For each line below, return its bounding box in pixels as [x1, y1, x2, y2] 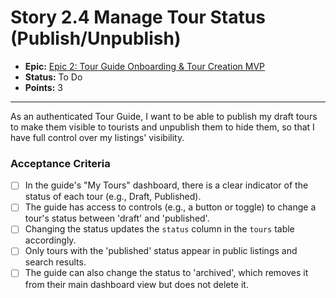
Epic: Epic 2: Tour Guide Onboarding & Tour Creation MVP [24, 60, 265, 72]
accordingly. [24, 234, 77, 246]
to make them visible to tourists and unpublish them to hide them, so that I [10, 121, 315, 133]
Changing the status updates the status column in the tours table [24, 223, 295, 235]
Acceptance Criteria [10, 156, 111, 170]
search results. [24, 256, 87, 268]
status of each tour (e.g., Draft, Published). [24, 191, 202, 203]
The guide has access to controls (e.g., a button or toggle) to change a [24, 201, 317, 213]
